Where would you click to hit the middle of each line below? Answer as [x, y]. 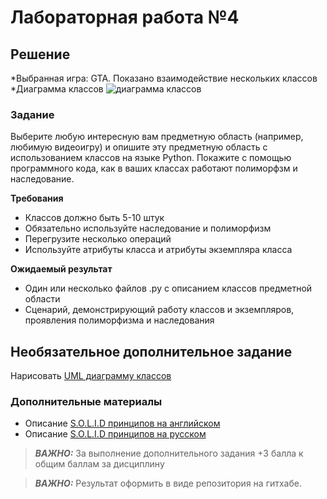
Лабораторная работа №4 [125, 17]
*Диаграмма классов [57, 89]
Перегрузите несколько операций [98, 239]
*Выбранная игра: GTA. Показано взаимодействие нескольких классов [164, 78]
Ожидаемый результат [61, 269]
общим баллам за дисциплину [99, 464]
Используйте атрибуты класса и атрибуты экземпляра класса [158, 250]
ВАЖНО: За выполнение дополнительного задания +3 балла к [169, 453]
